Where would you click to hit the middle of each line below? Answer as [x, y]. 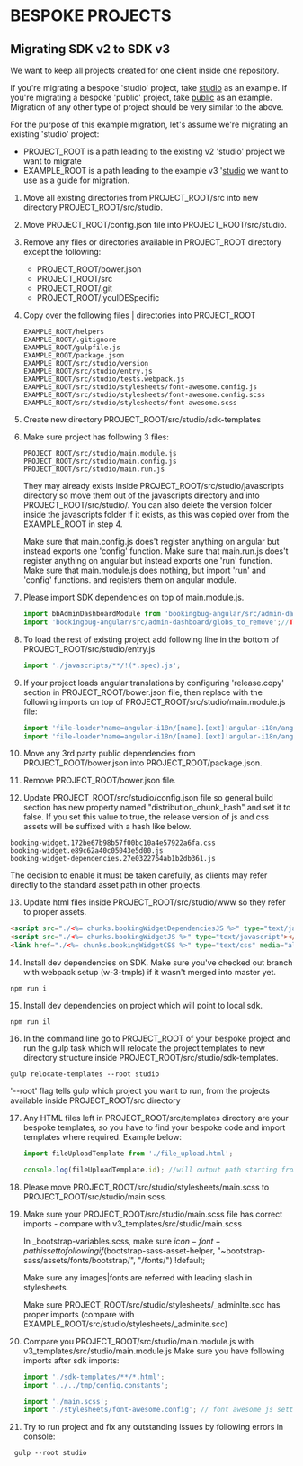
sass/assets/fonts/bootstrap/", [79, 1260]
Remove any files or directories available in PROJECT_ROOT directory [152, 242]
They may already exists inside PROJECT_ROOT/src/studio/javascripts [153, 486]
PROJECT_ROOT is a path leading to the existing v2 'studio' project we [154, 151]
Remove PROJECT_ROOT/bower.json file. [99, 781]
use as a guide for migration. [76, 180]
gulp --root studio [51, 1453]
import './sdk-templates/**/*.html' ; [94, 1377]
